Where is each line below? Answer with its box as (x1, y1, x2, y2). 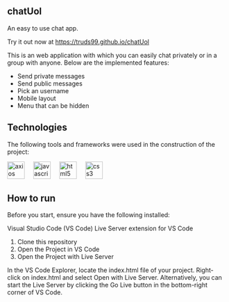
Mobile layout (17, 94, 57, 102)
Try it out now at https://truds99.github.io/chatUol (7, 38, 149, 46)
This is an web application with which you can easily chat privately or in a (7, 51, 217, 59)
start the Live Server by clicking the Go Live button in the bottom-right (7, 281, 208, 289)
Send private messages (17, 72, 85, 80)
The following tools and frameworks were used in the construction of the (7, 140, 216, 148)
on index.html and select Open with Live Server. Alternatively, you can (22, 273, 222, 282)
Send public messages (17, 79, 83, 88)
